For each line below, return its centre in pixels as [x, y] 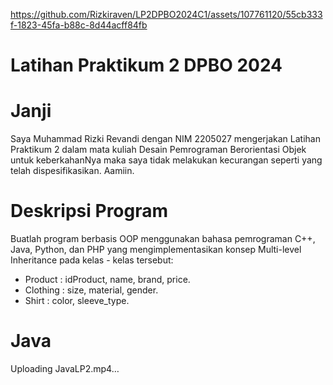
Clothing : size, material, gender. [91, 290]
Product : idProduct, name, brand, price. [107, 280]
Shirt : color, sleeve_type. [77, 301]
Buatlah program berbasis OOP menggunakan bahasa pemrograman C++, [163, 239]
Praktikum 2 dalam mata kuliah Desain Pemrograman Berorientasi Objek [158, 150]
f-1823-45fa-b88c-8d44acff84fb [79, 25]
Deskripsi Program [89, 211]
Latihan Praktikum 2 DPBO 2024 [146, 65]
